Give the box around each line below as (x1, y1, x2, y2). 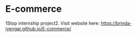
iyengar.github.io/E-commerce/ (5, 25, 72, 31)
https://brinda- (101, 20, 132, 26)
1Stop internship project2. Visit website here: (5, 20, 100, 26)
